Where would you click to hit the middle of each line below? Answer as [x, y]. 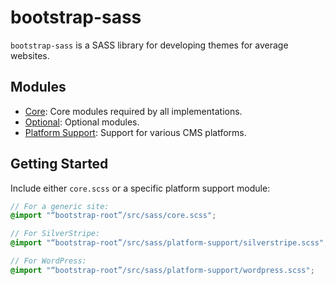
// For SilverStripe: [55, 234]
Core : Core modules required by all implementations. [133, 111]
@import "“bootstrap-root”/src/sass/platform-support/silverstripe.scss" [167, 243]
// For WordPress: [48, 261]
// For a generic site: [60, 206]
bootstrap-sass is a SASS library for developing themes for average [149, 45]
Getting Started [59, 164]
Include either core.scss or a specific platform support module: [140, 188]
